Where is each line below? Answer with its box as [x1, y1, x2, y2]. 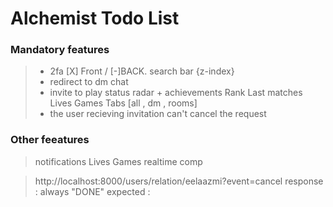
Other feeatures [10, 133, 90, 147]
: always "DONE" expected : [34, 185, 151, 197]
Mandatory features [10, 43, 110, 57]
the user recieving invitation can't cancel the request [49, 108, 267, 120]
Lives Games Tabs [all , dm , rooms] [49, 97, 198, 109]
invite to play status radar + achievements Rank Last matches [49, 87, 303, 99]
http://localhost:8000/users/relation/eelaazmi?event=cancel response [34, 175, 324, 187]
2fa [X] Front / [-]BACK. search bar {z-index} [49, 65, 235, 77]
